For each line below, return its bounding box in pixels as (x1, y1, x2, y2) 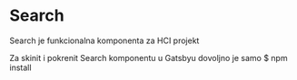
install (9, 62, 32, 73)
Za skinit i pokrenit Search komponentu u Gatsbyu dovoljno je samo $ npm (9, 52, 288, 63)
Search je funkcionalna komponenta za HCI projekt (9, 35, 200, 46)
